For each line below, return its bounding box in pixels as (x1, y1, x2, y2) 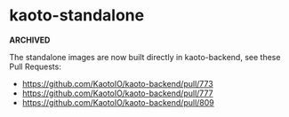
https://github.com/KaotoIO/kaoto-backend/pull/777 (21, 88, 213, 98)
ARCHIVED (9, 35, 51, 45)
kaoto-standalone (9, 5, 145, 26)
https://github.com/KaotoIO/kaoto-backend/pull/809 (21, 97, 215, 107)
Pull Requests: (9, 61, 62, 72)
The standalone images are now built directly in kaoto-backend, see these (9, 51, 281, 62)
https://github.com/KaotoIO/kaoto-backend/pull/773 (21, 78, 213, 89)
